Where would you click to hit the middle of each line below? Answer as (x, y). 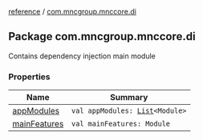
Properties (29, 77)
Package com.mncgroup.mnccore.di (102, 36)
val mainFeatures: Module (121, 124)
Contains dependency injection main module (82, 56)
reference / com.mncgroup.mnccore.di (72, 12)
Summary (129, 98)
